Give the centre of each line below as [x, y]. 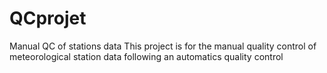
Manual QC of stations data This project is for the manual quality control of [163, 46]
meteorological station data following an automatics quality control [146, 56]
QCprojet [48, 18]
